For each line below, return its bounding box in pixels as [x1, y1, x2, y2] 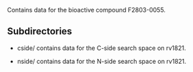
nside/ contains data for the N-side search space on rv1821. [16, 57, 187, 65]
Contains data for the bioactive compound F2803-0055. [7, 6, 166, 14]
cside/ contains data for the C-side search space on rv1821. [16, 44, 187, 52]
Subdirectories [7, 25, 72, 37]
